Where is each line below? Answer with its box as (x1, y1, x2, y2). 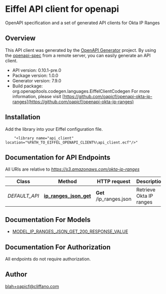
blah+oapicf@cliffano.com (5, 283, 59, 289)
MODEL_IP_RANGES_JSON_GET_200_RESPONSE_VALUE (12, 228, 128, 235)
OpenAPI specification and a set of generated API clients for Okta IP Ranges (5, 20, 160, 26)
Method (58, 178, 77, 185)
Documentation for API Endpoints (5, 153, 111, 161)
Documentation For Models (5, 216, 91, 224)
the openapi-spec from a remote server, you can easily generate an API (5, 52, 151, 58)
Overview (5, 34, 36, 42)
